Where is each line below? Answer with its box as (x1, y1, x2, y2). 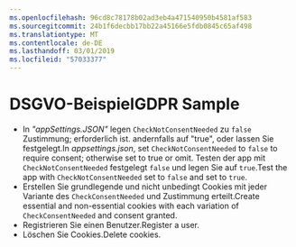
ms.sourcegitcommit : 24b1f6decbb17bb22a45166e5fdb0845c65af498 (9, 22, 253, 31)
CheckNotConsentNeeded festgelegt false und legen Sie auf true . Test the (22, 161, 288, 172)
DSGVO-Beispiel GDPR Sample (9, 94, 240, 114)
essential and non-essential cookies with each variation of (22, 200, 239, 211)
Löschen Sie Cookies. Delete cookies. (22, 229, 162, 240)
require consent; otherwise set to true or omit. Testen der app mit (22, 152, 266, 163)
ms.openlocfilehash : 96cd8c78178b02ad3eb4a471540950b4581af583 (9, 13, 253, 23)
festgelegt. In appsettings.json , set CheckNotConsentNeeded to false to (22, 142, 278, 153)
